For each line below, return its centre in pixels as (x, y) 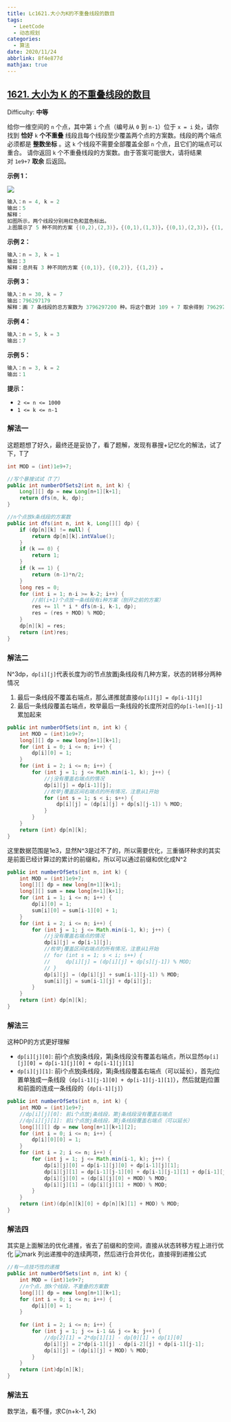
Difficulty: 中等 (28, 112)
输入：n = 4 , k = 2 (33, 202)
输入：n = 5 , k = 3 (33, 335)
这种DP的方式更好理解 (38, 1042)
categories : (24, 39)
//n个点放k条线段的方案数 (39, 517)
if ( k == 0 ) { (40, 549)
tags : (15, 20)
